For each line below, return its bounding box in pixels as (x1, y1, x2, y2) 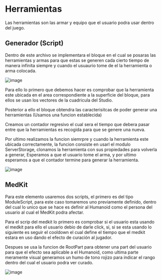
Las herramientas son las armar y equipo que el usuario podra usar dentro (5, 20, 155, 25)
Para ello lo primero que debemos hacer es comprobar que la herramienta (5, 87, 154, 93)
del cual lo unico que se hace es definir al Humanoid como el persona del (5, 204, 153, 210)
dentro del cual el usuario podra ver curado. (5, 259, 94, 265)
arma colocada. (5, 68, 37, 74)
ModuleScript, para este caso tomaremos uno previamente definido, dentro (5, 199, 157, 204)
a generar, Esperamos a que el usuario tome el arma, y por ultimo (5, 152, 137, 157)
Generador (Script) (5, 39, 64, 48)
